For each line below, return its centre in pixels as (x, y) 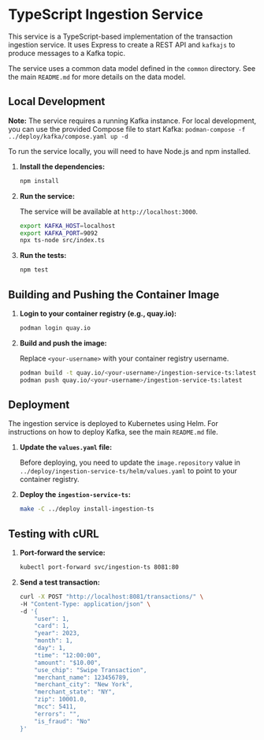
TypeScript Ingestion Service (106, 15)
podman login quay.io (55, 328)
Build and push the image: (63, 343)
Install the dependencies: (62, 166)
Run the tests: (43, 256)
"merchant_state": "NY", (75, 692)
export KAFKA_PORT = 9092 (59, 233)
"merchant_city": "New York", (84, 685)
